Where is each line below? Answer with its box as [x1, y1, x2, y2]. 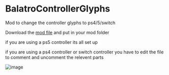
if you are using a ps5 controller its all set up [5, 39, 98, 45]
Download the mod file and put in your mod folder [5, 29, 110, 35]
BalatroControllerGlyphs [5, 3, 110, 15]
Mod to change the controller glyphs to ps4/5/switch [5, 20, 116, 26]
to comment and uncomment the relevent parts [5, 54, 104, 60]
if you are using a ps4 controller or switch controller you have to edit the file [5, 49, 164, 55]
